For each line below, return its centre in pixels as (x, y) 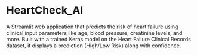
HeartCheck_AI (45, 10)
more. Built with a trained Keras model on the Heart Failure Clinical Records (98, 39)
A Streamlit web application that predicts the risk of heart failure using (92, 27)
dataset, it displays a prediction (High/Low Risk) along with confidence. (94, 46)
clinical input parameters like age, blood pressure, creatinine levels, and (94, 33)
